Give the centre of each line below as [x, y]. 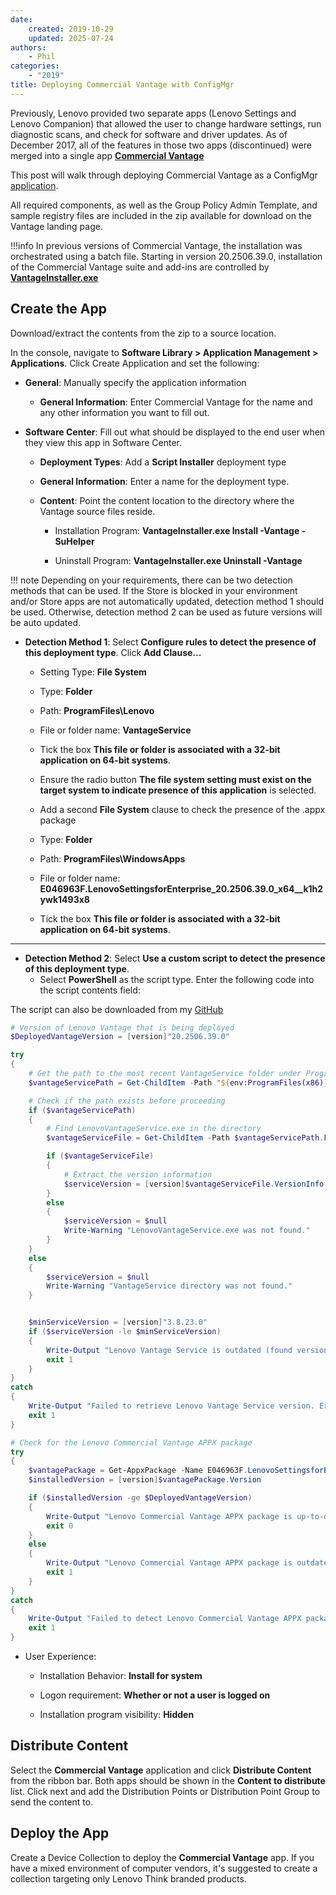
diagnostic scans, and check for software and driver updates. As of [149, 134]
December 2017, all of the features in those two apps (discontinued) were [161, 145]
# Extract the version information [138, 1174]
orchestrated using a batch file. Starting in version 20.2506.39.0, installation [166, 256]
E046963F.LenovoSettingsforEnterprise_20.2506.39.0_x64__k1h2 [181, 888]
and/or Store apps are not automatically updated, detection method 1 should [167, 601]
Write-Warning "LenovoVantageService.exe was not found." [187, 1231]
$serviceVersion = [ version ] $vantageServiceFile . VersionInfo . [196, 1184]
